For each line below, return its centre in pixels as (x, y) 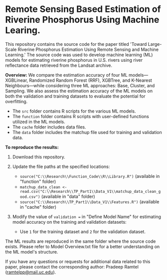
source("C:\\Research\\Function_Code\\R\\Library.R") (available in (90, 176)
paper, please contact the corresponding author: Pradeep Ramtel (72, 267)
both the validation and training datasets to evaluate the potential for (75, 96)
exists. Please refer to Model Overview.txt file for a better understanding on (83, 246)
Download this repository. (39, 157)
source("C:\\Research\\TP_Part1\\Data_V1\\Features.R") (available (89, 202)
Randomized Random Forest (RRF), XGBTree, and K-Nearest (90, 80)
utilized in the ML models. (39, 122)
